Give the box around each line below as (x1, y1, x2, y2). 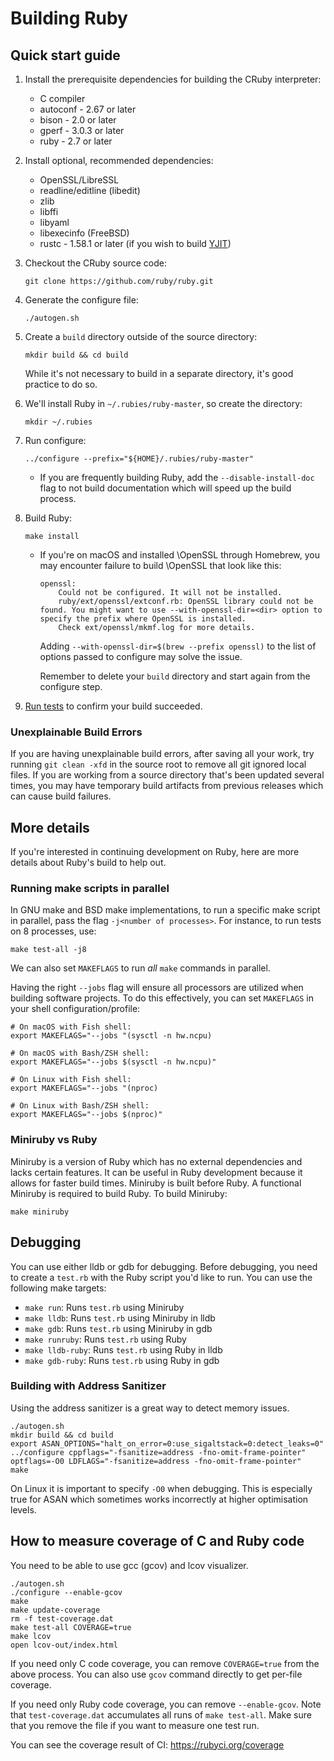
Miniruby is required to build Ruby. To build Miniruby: (10, 1187, 228, 1199)
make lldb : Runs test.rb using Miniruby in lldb (24, 1312, 216, 1324)
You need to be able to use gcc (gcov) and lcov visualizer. (10, 1559, 249, 1571)
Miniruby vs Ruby (10, 1133, 98, 1147)
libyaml (39, 217, 70, 228)
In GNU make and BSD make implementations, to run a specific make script (10, 904, 321, 916)
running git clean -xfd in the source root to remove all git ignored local (10, 758, 307, 771)
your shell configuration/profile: (10, 1003, 141, 1015)
